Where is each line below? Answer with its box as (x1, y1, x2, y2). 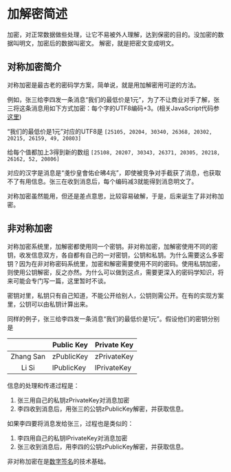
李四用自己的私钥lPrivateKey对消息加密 (16, 433, 128, 442)
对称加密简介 (7, 61, 62, 73)
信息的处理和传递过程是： (7, 381, 80, 389)
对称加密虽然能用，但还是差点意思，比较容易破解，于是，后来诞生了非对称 (7, 192, 218, 200)
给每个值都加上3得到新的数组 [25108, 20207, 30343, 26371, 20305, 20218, (7, 147, 221, 156)
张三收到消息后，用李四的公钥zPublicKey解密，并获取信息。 (16, 442, 188, 451)
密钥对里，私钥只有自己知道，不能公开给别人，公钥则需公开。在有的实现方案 (7, 291, 224, 300)
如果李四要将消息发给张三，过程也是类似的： (7, 419, 134, 427)
